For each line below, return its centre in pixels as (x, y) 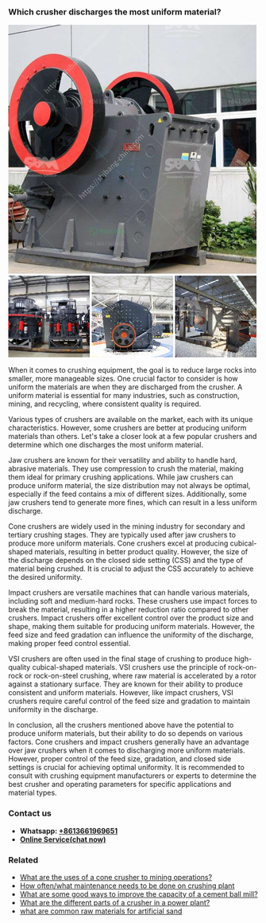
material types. (33, 793)
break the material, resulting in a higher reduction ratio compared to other (129, 610)
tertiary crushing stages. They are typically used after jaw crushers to (122, 535)
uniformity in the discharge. (53, 710)
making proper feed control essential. (69, 643)
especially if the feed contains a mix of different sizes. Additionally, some (128, 494)
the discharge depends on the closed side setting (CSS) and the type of (126, 561)
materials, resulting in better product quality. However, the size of (141, 552)
